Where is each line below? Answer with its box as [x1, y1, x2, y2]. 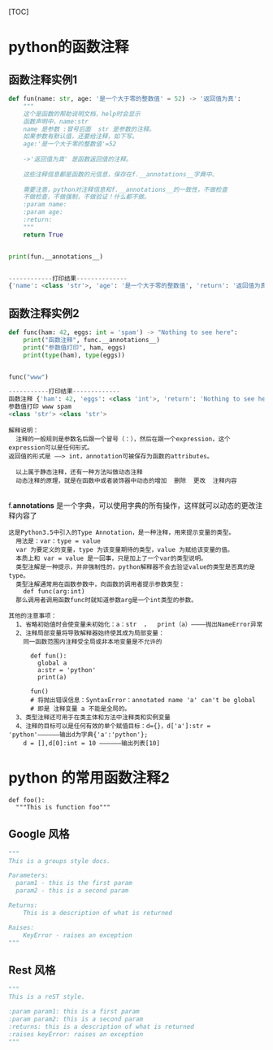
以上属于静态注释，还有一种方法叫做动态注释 [15, 467, 144, 476]
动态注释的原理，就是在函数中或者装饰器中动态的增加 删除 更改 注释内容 [15, 476, 237, 484]
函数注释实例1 [8, 72, 78, 86]
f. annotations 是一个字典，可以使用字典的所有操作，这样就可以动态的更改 [8, 500, 256, 510]
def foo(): [8, 796, 45, 804]
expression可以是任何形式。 [8, 443, 93, 452]
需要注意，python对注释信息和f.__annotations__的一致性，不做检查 [23, 185, 228, 193]
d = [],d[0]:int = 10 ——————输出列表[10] [23, 739, 161, 747]
